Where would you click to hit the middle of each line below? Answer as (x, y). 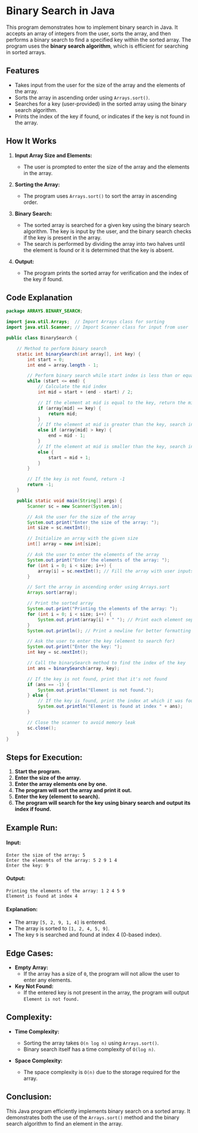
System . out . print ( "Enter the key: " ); (75, 647)
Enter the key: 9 (27, 865)
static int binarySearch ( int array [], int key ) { (79, 354)
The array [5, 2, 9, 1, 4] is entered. (61, 922)
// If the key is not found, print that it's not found (97, 679)
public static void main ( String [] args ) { (70, 500)
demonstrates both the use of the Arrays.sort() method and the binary (93, 1117)
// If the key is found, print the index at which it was (110, 701)
